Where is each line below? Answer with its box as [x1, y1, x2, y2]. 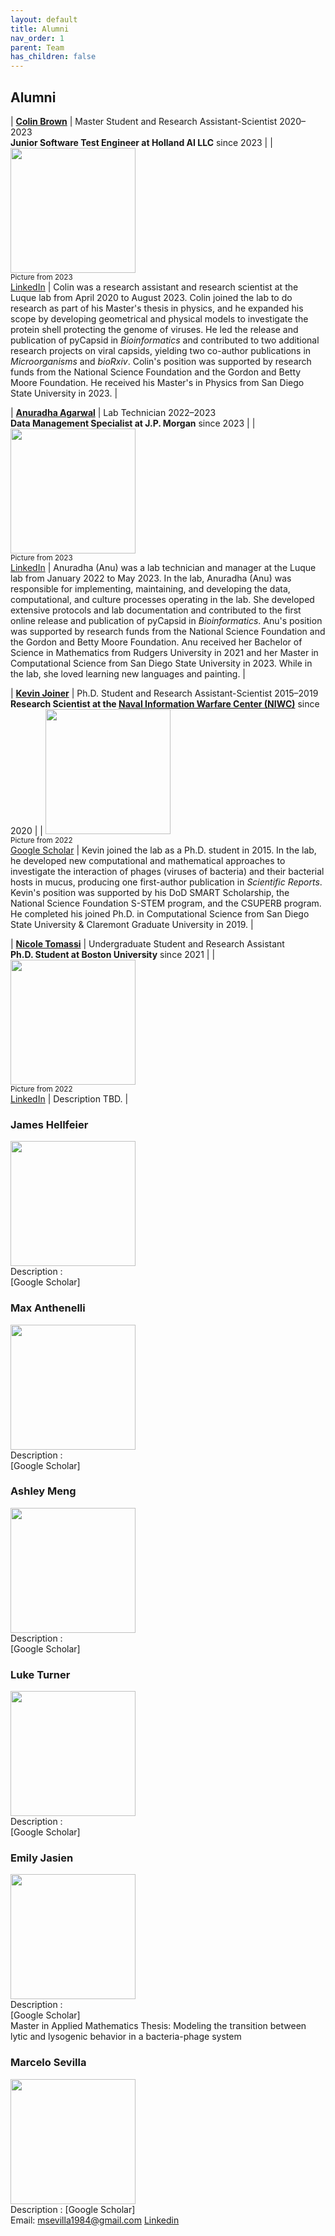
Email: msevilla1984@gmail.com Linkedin [10, 2214, 180, 2226]
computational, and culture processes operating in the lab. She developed [10, 593, 315, 605]
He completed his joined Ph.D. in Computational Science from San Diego [10, 907, 310, 920]
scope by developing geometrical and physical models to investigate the [10, 312, 309, 325]
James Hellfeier [10, 1117, 89, 1131]
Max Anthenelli [10, 1301, 86, 1315]
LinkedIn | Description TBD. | [10, 1092, 129, 1105]
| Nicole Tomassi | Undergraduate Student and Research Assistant [10, 937, 285, 950]
